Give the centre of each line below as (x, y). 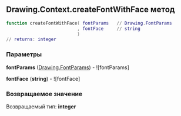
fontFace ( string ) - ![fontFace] (43, 79)
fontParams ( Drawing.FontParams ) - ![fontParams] (68, 67)
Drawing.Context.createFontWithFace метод (90, 10)
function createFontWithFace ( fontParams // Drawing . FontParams (89, 23)
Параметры (24, 54)
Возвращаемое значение (44, 94)
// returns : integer (31, 40)
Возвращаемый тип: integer (41, 106)
